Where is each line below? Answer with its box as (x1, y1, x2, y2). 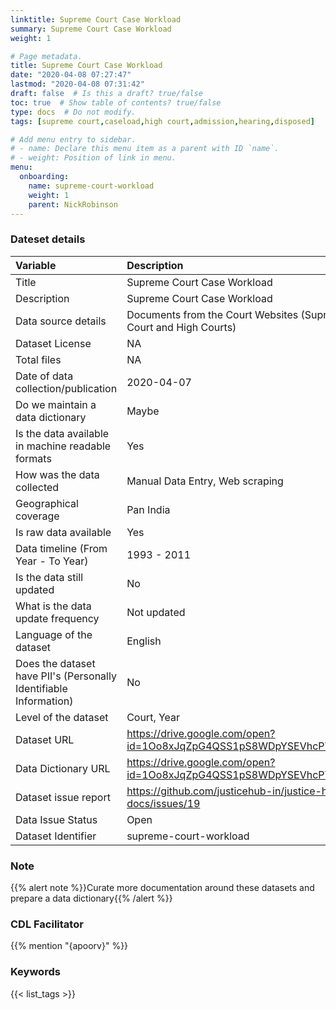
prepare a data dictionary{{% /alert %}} (10, 892, 173, 904)
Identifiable (15, 681, 68, 695)
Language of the (15, 627, 93, 641)
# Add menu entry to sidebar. (10, 134, 137, 145)
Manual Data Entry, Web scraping (126, 474, 284, 488)
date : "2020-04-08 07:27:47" (10, 70, 132, 80)
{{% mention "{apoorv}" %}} (10, 940, 129, 952)
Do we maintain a (15, 397, 97, 411)
